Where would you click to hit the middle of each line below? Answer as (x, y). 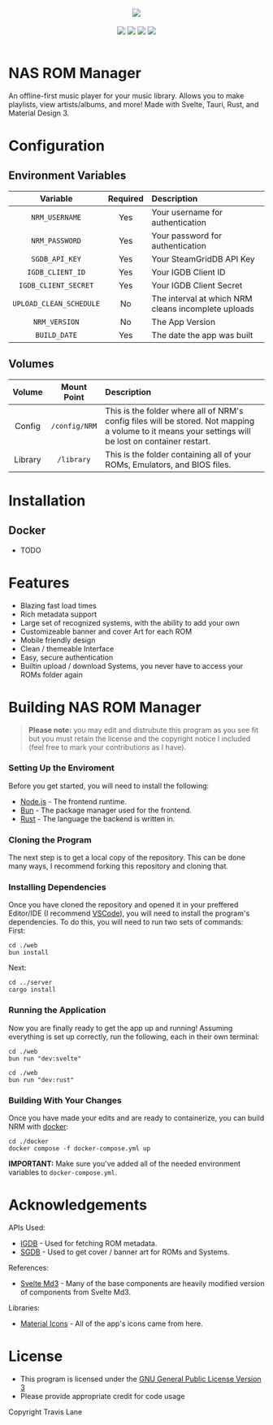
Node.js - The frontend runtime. (74, 801)
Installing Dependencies (58, 887)
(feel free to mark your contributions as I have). (107, 747)
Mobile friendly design (58, 640)
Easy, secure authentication (67, 657)
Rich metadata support (58, 614)
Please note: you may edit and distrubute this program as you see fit (143, 730)
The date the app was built (202, 335)
